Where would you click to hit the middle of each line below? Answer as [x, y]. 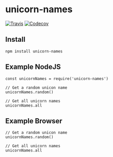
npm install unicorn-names [34, 51]
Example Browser [34, 121]
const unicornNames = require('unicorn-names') [57, 78]
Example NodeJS [33, 67]
